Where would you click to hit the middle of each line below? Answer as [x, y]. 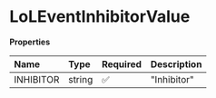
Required [122, 64]
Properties [30, 42]
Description [176, 64]
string [80, 79]
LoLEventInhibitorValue [100, 17]
